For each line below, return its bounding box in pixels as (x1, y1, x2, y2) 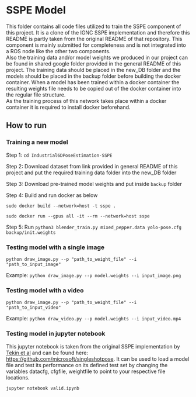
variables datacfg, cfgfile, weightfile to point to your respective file (6, 368, 166, 375)
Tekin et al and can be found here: (6, 349, 89, 356)
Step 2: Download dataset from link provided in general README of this (6, 163, 178, 170)
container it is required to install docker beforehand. (6, 103, 131, 111)
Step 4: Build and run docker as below (6, 191, 98, 199)
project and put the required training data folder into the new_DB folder (6, 169, 177, 176)
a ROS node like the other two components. (6, 47, 111, 54)
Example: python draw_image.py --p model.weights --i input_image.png (6, 271, 181, 278)
